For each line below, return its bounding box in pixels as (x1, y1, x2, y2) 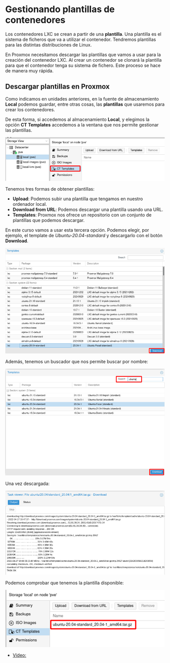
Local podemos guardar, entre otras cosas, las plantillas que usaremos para (5, 101, 165, 107)
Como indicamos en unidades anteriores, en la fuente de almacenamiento (5, 96, 159, 102)
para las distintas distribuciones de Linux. (5, 41, 92, 48)
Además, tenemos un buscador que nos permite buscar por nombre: (5, 359, 148, 365)
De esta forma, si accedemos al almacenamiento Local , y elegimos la (5, 116, 150, 122)
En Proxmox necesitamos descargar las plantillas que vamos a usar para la (5, 52, 161, 58)
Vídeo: (12, 652, 27, 658)
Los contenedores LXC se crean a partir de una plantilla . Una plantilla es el (5, 31, 162, 37)
